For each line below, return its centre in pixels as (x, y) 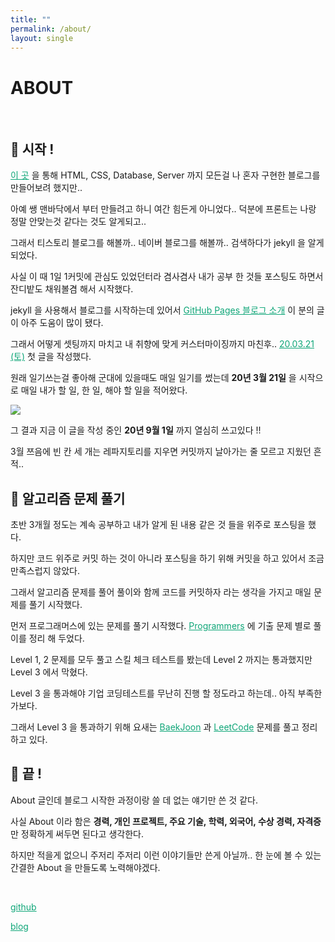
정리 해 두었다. (56, 638)
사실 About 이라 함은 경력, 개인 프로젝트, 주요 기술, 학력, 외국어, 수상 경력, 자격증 (166, 821)
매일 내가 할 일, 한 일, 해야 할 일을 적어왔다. (104, 390)
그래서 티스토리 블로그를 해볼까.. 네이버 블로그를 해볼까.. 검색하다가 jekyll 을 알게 (167, 243)
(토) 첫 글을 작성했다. (51, 357)
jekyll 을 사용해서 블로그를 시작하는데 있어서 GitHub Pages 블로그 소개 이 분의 (162, 310)
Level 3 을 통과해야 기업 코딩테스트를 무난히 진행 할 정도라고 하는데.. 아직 (153, 693)
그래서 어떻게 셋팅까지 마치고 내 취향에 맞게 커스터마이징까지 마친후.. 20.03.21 (162, 344)
